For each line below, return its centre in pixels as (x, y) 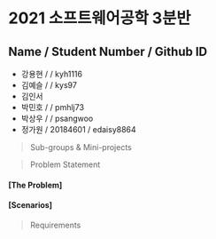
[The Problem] (35, 185)
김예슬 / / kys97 (49, 85)
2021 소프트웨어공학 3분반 (100, 18)
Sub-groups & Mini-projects (81, 147)
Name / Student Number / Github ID (108, 51)
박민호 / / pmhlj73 (53, 107)
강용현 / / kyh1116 (52, 74)
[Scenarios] (31, 205)
